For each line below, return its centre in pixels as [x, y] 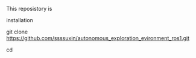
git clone [17, 32]
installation [20, 20]
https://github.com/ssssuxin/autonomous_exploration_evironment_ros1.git [98, 38]
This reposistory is [29, 9]
